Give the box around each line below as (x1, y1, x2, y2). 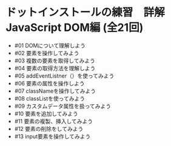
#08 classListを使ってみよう (14, 95, 85, 102)
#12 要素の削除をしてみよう (14, 125, 84, 132)
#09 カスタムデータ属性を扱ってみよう (14, 102, 112, 110)
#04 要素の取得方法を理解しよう (14, 64, 96, 71)
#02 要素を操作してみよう (14, 49, 79, 56)
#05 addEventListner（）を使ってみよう (14, 72, 115, 79)
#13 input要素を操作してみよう (14, 133, 91, 140)
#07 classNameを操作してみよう (14, 87, 96, 95)
